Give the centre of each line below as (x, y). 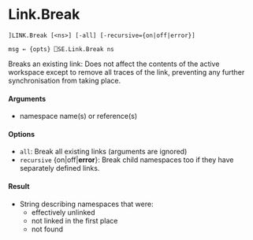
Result (19, 186)
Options (22, 134)
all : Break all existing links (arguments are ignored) (103, 152)
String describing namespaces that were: (86, 204)
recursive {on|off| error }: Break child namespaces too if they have (126, 160)
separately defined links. (60, 168)
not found (47, 229)
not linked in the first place (74, 220)
